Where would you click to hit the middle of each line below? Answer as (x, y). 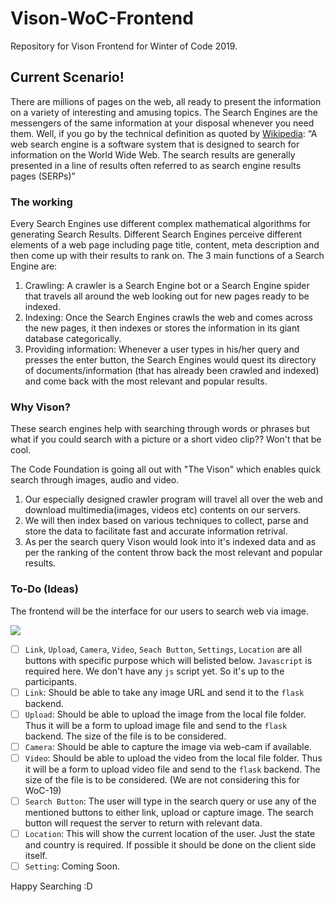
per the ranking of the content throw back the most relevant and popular (173, 553)
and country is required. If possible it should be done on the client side (170, 845)
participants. (50, 681)
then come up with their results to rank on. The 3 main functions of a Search (167, 256)
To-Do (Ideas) (44, 589)
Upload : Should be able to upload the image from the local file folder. (165, 714)
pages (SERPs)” (43, 176)
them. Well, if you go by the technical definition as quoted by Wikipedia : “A (164, 133)
